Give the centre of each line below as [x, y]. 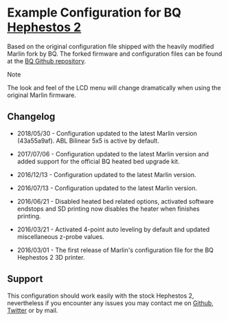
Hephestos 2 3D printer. [51, 257]
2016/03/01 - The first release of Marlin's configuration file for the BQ [115, 250]
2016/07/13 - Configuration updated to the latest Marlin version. [107, 188]
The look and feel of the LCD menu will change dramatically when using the [114, 87]
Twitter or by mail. [33, 310]
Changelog [31, 117]
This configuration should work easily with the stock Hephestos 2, [101, 296]
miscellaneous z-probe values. [60, 236]
